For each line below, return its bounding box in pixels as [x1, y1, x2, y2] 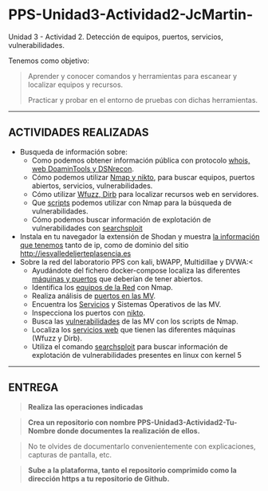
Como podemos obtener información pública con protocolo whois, [31, 155, 250, 165]
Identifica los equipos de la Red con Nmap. [31, 282, 173, 292]
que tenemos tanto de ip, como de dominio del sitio [19, 240, 189, 249]
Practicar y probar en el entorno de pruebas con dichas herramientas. [27, 95, 258, 104]
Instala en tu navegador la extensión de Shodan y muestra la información [19, 231, 260, 241]
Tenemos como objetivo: [8, 56, 90, 65]
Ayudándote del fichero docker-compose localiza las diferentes [31, 265, 241, 275]
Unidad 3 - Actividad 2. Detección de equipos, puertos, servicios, [8, 32, 223, 41]
